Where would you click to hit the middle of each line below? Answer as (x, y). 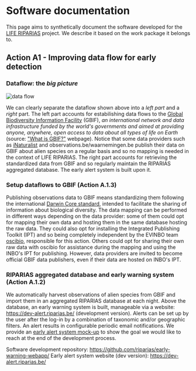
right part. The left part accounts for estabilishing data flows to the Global (94, 114)
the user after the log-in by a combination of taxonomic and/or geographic (96, 320)
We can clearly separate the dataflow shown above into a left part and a (93, 108)
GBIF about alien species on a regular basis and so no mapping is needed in (97, 151)
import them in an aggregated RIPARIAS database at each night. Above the (96, 301)
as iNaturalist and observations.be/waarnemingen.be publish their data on (95, 145)
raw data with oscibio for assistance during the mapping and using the (91, 247)
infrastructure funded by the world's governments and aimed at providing (95, 126)
